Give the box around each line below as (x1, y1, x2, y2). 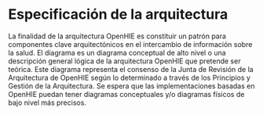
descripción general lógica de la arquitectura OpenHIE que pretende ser (8, 56, 241, 66)
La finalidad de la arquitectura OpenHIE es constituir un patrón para (8, 31, 226, 41)
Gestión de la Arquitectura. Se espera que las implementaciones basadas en (8, 81, 255, 91)
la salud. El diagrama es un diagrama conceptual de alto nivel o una (8, 48, 226, 57)
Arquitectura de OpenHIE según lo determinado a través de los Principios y (8, 73, 251, 82)
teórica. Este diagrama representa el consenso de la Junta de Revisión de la (8, 64, 254, 74)
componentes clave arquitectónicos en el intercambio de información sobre (8, 39, 253, 49)
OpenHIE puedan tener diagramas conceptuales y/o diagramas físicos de (8, 89, 245, 99)
